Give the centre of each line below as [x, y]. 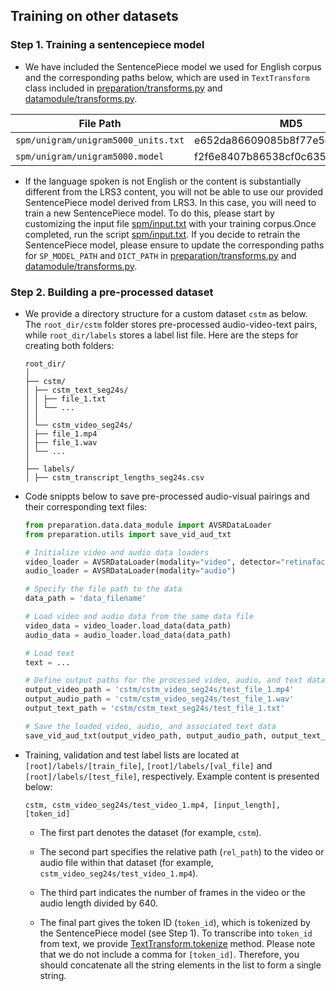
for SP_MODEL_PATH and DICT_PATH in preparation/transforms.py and [160, 255]
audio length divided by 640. [99, 903]
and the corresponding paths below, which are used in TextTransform [167, 77]
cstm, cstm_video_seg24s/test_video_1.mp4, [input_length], [152, 805]
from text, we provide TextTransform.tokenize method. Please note [177, 943]
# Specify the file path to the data [103, 589]
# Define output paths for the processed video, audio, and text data [175, 680]
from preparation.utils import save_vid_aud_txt [128, 534]
